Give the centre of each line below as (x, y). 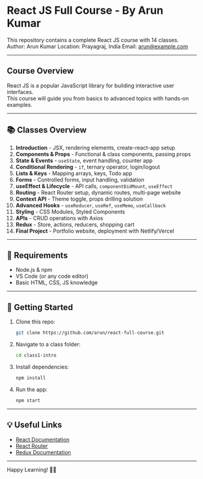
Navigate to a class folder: (48, 345)
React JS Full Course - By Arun (85, 11)
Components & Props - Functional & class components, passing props (103, 154)
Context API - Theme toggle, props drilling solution (79, 199)
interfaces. (20, 92)
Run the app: (31, 389)
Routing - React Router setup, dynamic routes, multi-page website (98, 192)
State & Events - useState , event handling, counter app (84, 160)
